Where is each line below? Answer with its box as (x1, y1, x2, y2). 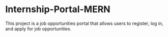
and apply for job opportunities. (5, 25, 72, 31)
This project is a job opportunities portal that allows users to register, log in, (5, 20, 164, 26)
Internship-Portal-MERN (5, 4, 110, 15)
